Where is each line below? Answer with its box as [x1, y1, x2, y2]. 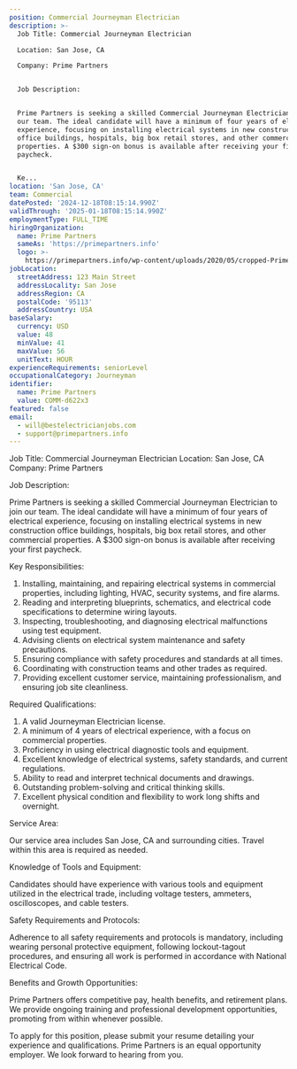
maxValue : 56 [17, 346, 65, 355]
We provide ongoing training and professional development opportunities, [9, 1004, 278, 1015]
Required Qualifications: [9, 699, 97, 709]
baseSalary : [9, 314, 53, 323]
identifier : [9, 380, 53, 389]
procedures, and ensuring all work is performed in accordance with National [9, 951, 287, 962]
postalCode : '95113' [17, 298, 93, 306]
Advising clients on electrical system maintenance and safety [21, 635, 246, 646]
